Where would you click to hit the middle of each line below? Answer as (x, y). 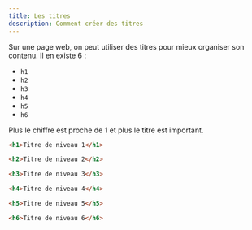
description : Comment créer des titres (76, 24)
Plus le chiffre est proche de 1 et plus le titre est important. (106, 130)
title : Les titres (39, 16)
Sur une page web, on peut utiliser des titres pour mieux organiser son (126, 46)
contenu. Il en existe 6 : (48, 55)
